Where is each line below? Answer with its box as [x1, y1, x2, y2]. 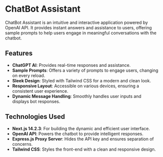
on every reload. [12, 72, 45, 78]
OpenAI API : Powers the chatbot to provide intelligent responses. [12, 131, 143, 137]
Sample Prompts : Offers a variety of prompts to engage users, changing [12, 67, 159, 73]
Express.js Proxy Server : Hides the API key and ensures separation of [12, 136, 154, 142]
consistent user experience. [12, 88, 68, 94]
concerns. [12, 141, 33, 147]
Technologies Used [5, 113, 65, 121]
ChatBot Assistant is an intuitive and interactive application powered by [5, 20, 148, 25]
